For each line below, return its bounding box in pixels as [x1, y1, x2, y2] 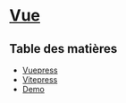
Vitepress [21, 74, 58, 85]
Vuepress [21, 64, 58, 75]
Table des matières [9, 41, 118, 56]
